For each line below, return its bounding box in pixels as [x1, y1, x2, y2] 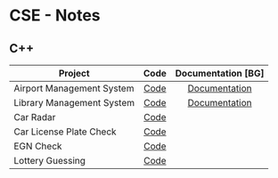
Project [58, 68, 91, 79]
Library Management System [13, 97, 135, 109]
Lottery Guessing [13, 155, 86, 166]
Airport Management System [13, 82, 135, 94]
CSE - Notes [9, 5, 101, 26]
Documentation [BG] [175, 68, 265, 79]
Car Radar [13, 111, 56, 123]
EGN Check [13, 140, 62, 152]
